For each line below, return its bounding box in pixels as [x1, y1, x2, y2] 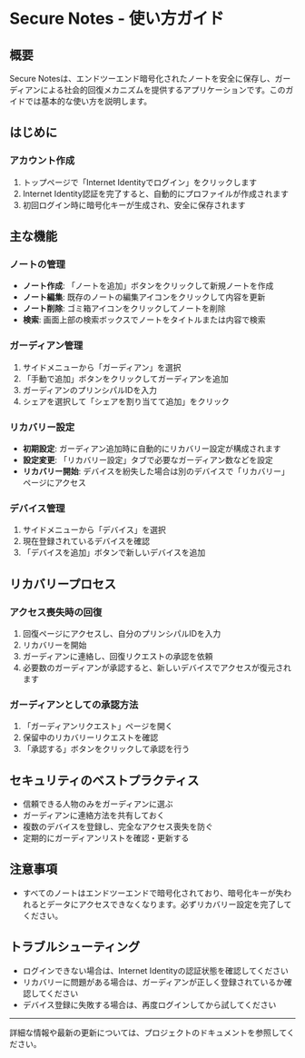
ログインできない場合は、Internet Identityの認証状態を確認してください [22, 964, 289, 976]
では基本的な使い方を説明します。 [25, 96, 152, 106]
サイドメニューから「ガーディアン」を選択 [22, 361, 182, 372]
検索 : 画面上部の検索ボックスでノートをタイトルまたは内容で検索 [22, 314, 266, 325]
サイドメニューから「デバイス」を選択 [22, 524, 166, 536]
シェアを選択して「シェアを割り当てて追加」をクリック [22, 396, 230, 407]
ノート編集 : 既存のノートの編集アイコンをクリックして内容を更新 [22, 292, 266, 302]
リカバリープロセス [9, 576, 116, 591]
